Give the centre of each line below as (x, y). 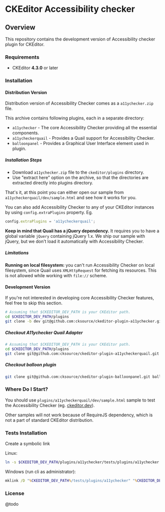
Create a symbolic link (27, 444)
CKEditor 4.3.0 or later (35, 68)
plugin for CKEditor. (25, 44)
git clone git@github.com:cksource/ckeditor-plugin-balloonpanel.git (78, 377)
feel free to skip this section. (34, 303)
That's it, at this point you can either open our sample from (65, 192)
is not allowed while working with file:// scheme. (56, 276)
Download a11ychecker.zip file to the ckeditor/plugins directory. (78, 172)
